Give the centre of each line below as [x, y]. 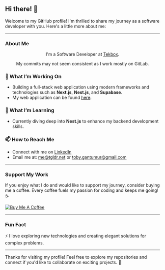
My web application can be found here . [52, 98]
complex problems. [25, 243]
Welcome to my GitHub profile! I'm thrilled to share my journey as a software [82, 21]
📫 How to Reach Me [30, 139]
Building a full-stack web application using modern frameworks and [81, 87]
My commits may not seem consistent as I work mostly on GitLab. [82, 64]
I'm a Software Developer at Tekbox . [82, 54]
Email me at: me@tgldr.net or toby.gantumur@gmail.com [69, 157]
